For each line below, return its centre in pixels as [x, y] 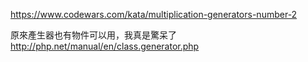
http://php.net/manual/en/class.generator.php [105, 46]
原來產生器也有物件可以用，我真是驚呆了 [93, 35]
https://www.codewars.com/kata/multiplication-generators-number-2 [154, 14]
